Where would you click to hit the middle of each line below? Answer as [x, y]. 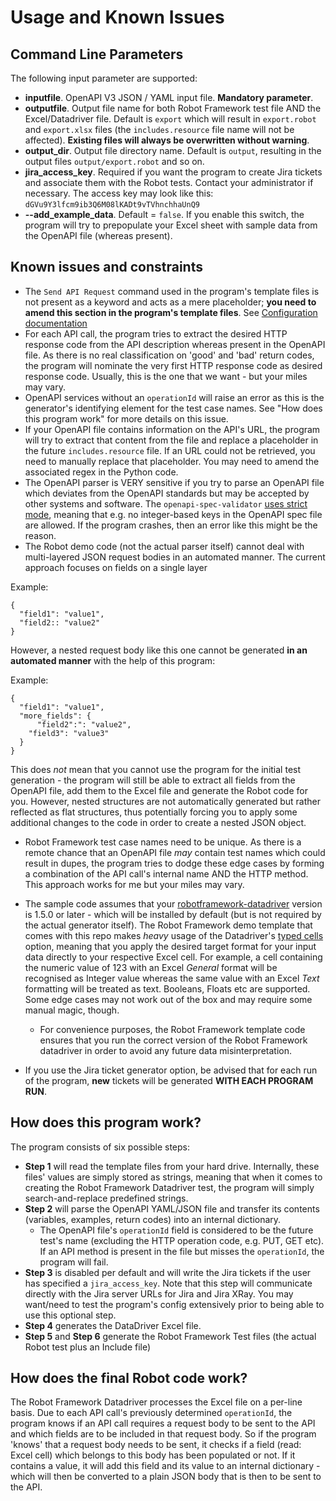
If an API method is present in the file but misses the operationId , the [182, 1251]
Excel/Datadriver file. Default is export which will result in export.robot [170, 119]
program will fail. [74, 1262]
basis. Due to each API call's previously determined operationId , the [151, 1413]
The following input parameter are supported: [104, 78]
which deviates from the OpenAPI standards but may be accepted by [167, 493]
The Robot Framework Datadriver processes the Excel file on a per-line [156, 1402]
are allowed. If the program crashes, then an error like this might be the [171, 525]
